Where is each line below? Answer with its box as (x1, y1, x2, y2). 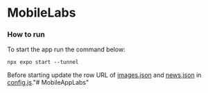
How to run (7, 30, 45, 40)
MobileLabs (7, 5, 76, 21)
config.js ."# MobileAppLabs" (7, 78, 89, 87)
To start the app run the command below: (7, 45, 126, 53)
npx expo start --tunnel (7, 59, 79, 66)
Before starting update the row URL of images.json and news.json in (7, 71, 202, 79)
